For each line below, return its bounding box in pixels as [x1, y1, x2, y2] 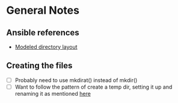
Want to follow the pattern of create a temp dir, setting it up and [14, 83, 173, 90]
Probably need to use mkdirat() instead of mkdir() [14, 76, 138, 84]
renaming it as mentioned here [14, 90, 91, 97]
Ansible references [6, 28, 79, 38]
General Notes [6, 4, 80, 17]
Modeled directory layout [14, 43, 78, 50]
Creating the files [6, 60, 73, 71]
